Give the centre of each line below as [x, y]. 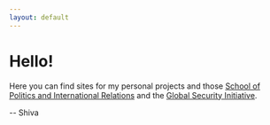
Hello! [31, 61]
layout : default [39, 17]
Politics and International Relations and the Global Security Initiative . [133, 95]
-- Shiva [24, 113]
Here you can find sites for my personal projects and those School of [135, 86]
